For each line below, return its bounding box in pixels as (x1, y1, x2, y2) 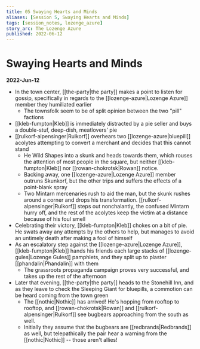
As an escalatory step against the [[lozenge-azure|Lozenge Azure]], (14, 241, 183, 248)
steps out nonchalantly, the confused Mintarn (77, 203, 189, 210)
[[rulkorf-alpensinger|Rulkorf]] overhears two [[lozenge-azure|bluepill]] (14, 133, 191, 140)
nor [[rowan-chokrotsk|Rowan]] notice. (62, 165, 159, 172)
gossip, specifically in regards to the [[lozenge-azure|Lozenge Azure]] (14, 95, 188, 102)
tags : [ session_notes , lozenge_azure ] (6, 20, 103, 26)
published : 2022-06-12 (6, 31, 63, 37)
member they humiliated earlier (14, 101, 92, 108)
